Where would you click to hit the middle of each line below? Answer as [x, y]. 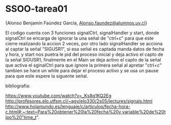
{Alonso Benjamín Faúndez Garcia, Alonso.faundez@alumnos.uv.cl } [76, 23]
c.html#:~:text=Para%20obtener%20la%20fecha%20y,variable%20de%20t [86, 112]
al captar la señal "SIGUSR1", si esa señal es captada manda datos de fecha [85, 49]
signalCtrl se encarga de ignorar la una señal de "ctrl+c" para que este [80, 38]
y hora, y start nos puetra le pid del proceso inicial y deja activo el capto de [84, 54]
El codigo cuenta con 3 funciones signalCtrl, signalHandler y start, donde [82, 33]
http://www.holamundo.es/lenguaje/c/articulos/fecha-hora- [68, 106]
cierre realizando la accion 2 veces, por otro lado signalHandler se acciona [84, 43]
